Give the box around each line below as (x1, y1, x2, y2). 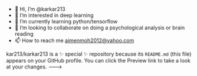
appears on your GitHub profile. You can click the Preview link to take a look (6, 57, 191, 64)
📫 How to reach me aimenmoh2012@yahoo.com (14, 37, 134, 44)
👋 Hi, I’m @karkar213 (14, 6, 66, 12)
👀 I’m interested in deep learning (14, 12, 94, 19)
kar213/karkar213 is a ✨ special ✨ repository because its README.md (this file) (6, 50, 192, 57)
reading (14, 30, 34, 37)
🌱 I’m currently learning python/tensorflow (14, 18, 118, 25)
